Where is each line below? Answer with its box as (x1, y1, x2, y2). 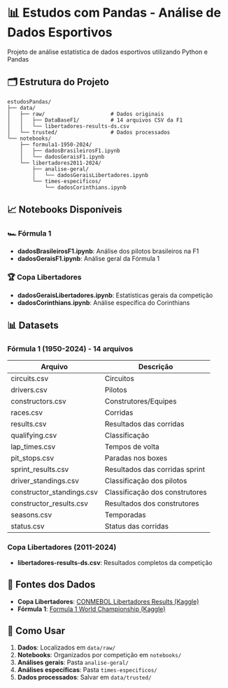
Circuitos (104, 374, 134, 384)
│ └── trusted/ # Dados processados (7, 129, 171, 136)
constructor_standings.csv (10, 487, 98, 497)
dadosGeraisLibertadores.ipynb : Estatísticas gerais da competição (17, 291, 213, 299)
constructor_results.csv (10, 499, 89, 508)
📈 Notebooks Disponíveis (7, 203, 122, 216)
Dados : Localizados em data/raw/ (17, 643, 116, 652)
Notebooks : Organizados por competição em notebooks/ (17, 651, 182, 659)
